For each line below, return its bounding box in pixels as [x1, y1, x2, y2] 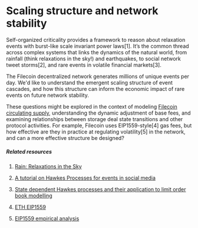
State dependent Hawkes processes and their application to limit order [14, 185, 186, 193]
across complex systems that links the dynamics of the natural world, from [6, 48, 187, 56]
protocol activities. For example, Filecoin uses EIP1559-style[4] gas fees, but [6, 122, 192, 129]
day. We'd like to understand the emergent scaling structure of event [6, 79, 173, 86]
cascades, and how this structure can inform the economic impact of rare [6, 85, 185, 92]
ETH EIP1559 [14, 203, 46, 210]
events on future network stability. [6, 92, 90, 99]
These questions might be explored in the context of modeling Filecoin [6, 103, 178, 110]
